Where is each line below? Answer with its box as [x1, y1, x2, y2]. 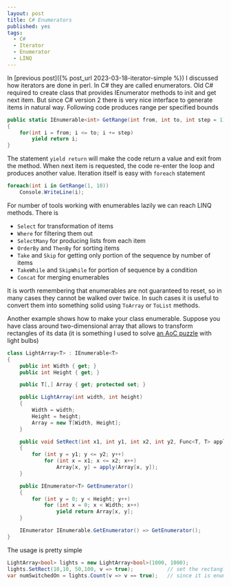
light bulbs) [7, 336, 39, 344]
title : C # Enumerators [7, 17, 72, 23]
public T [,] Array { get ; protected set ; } [19, 381, 146, 388]
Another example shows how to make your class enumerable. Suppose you [7, 314, 221, 322]
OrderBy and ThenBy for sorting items [16, 244, 120, 252]
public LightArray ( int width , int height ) [19, 394, 143, 401]
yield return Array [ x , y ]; [56, 508, 134, 515]
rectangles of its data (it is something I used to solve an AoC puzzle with [7, 328, 212, 337]
